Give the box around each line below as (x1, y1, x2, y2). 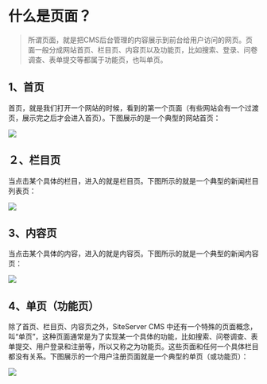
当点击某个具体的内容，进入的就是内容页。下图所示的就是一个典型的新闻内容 (8, 249, 259, 258)
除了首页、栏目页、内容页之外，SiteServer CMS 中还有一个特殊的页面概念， (8, 322, 257, 332)
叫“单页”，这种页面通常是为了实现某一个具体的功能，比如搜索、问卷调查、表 (8, 332, 258, 342)
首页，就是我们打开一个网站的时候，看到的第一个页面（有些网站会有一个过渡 (8, 103, 259, 112)
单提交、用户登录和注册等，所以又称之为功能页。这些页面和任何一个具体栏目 (8, 342, 259, 351)
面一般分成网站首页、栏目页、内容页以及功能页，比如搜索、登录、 (27, 45, 244, 54)
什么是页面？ (8, 7, 93, 25)
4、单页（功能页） (8, 299, 99, 312)
